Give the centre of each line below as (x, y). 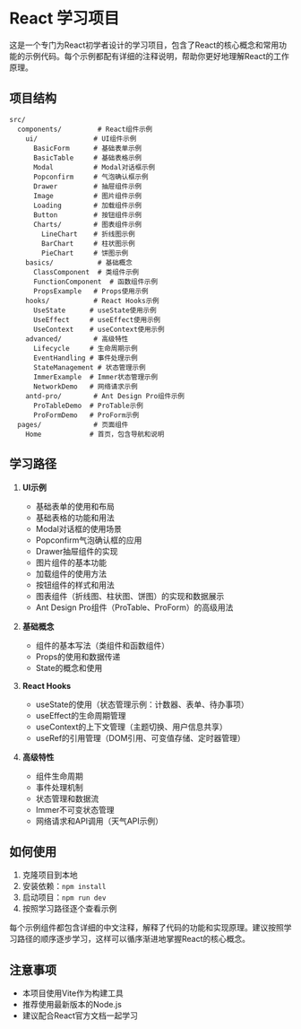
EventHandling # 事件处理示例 (85, 358)
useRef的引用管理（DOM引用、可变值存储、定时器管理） (141, 737)
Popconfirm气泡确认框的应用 (89, 540)
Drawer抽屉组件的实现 (77, 551)
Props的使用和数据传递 (78, 657)
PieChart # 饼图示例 (85, 253)
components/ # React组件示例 (85, 129)
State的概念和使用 (69, 667)
